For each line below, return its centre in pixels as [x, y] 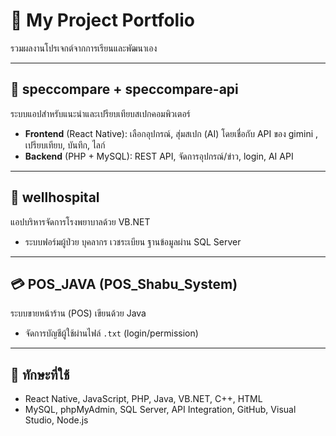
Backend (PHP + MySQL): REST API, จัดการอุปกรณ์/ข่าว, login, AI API [159, 156]
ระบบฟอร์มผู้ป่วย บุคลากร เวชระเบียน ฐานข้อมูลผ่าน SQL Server [133, 241]
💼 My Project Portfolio [102, 20]
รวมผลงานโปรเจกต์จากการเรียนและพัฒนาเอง [84, 48]
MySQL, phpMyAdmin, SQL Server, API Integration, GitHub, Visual [160, 410]
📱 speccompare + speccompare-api [124, 89]
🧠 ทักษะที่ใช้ [40, 374]
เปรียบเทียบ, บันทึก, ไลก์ [65, 145]
